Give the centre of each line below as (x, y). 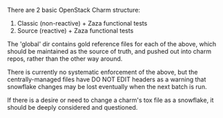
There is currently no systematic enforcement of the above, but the (103, 72)
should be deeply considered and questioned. (72, 107)
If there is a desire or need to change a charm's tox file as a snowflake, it (110, 100)
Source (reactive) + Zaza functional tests (75, 31)
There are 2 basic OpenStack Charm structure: (74, 10)
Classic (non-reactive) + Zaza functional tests (82, 23)
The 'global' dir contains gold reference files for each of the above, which (112, 44)
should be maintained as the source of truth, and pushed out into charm (109, 51)
